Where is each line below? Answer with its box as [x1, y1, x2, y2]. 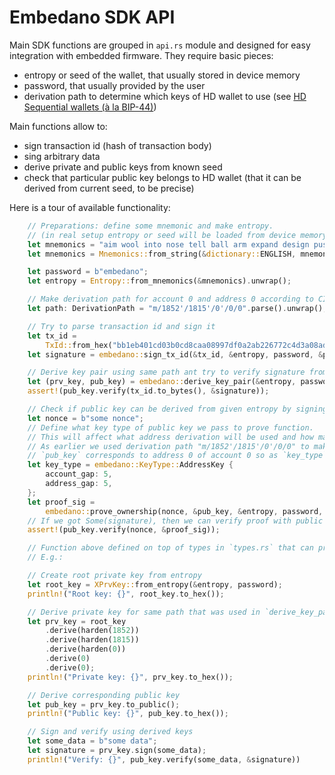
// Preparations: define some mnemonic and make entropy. [27, 221, 274, 231]
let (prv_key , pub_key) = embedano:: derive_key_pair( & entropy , [27, 377, 297, 387]
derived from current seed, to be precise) [23, 182, 195, 194]
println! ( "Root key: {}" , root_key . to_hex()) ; [27, 589, 225, 599]
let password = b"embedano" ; [27, 267, 149, 277]
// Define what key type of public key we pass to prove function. [27, 422, 314, 433]
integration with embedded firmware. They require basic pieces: [9, 49, 274, 61]
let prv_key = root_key [27, 616, 127, 626]
